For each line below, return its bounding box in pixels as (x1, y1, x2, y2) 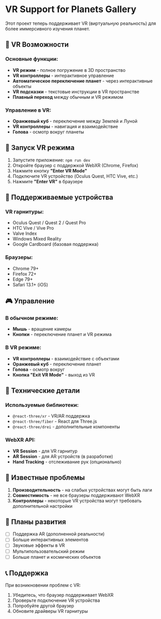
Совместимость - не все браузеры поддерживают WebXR (12, 492, 140, 498)
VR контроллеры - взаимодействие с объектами (12, 355, 120, 361)
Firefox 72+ (12, 271, 37, 277)
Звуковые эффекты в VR (12, 543, 65, 549)
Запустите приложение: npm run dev (12, 157, 91, 163)
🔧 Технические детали (5, 386, 80, 395)
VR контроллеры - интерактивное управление (12, 72, 115, 78)
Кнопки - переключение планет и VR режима (12, 332, 112, 338)
